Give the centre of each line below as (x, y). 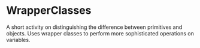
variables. (18, 40)
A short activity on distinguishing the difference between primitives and (94, 27)
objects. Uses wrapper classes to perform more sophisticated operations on (100, 33)
